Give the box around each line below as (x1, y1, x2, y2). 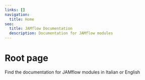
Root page (5, 52, 48, 64)
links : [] (5, 7, 26, 13)
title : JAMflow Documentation (9, 26, 72, 31)
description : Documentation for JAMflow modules (9, 31, 113, 36)
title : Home (9, 17, 35, 22)
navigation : (5, 12, 30, 17)
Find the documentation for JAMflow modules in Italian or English (5, 69, 140, 75)
